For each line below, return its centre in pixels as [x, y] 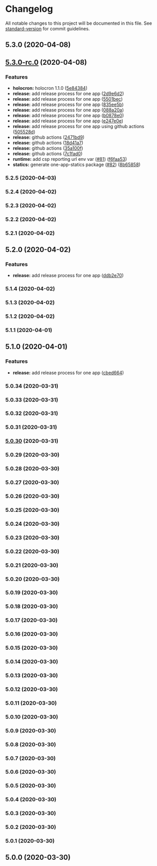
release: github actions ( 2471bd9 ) [49, 137]
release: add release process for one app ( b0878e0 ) [68, 116]
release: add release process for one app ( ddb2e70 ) [68, 275]
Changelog [29, 9]
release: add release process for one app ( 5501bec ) [68, 99]
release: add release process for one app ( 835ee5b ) [68, 105]
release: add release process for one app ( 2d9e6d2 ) [68, 94]
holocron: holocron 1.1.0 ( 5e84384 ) [50, 88]
